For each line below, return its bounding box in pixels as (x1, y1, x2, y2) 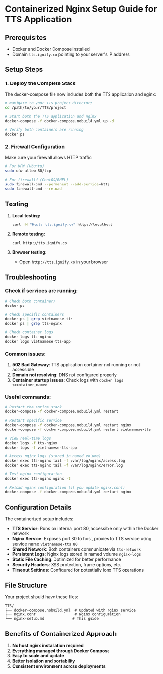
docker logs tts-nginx (5, 334, 51, 340)
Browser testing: (12, 249, 47, 255)
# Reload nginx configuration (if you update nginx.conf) (5, 485, 125, 490)
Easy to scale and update (12, 653, 64, 659)
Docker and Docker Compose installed (12, 46, 90, 52)
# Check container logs (5, 330, 54, 335)
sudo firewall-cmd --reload (5, 186, 62, 191)
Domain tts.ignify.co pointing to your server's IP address (12, 51, 130, 57)
